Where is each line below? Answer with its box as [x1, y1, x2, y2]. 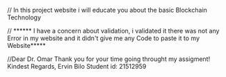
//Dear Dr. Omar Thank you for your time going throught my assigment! [7, 55, 211, 63]
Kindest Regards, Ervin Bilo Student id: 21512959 [7, 62, 147, 70]
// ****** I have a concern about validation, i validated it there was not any [7, 27, 220, 35]
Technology [7, 13, 42, 22]
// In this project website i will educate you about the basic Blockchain [7, 6, 207, 14]
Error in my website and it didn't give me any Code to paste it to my [7, 34, 200, 42]
